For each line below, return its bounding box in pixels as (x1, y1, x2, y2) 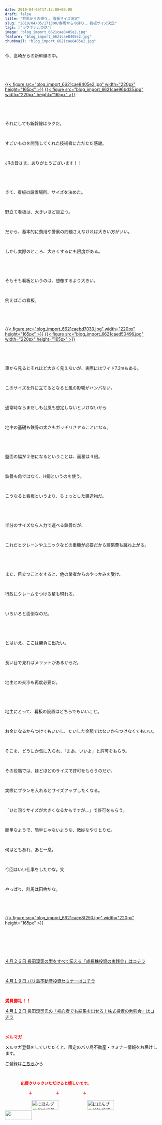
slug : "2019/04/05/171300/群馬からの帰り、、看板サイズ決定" (5, 20, 117, 26)
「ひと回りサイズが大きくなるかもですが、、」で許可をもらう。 (5, 807, 127, 813)
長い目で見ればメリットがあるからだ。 (5, 659, 81, 665)
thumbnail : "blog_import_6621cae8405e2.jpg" (5, 39, 96, 44)
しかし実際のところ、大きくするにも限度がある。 (5, 248, 103, 254)
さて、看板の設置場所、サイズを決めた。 (5, 189, 86, 195)
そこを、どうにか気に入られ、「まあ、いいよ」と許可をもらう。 (5, 748, 130, 754)
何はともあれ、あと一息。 (5, 846, 57, 852)
